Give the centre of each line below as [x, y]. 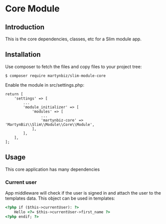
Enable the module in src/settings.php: [45, 85]
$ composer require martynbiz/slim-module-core [56, 76]
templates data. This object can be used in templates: [60, 198]
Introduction [25, 27]
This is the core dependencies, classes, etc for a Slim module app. [74, 39]
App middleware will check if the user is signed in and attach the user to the [83, 193]
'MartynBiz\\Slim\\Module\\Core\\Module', [50, 124]
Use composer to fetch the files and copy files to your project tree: [74, 66]
